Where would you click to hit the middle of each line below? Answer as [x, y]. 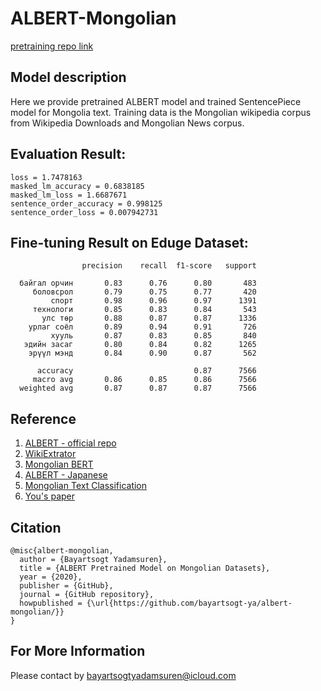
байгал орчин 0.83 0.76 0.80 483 [138, 283]
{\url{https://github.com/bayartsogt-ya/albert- [189, 603]
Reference [43, 418]
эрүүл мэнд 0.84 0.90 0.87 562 [142, 353]
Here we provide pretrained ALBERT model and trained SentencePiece [156, 101]
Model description [68, 77]
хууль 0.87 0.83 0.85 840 [153, 336]
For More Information [78, 651]
